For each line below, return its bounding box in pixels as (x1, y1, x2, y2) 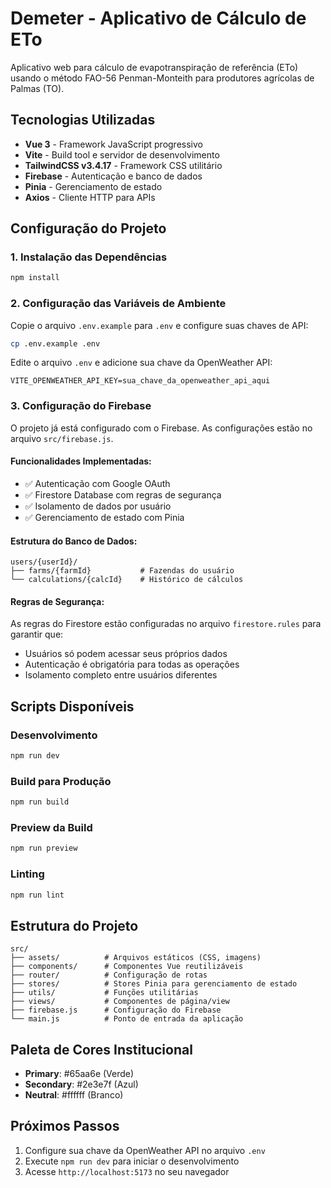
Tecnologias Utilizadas (10, 112, 156, 129)
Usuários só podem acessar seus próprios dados (24, 648, 228, 660)
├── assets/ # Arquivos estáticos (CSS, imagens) (10, 953, 262, 963)
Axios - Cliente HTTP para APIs (24, 191, 156, 203)
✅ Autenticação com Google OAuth (24, 477, 171, 489)
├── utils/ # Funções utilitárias (10, 988, 199, 998)
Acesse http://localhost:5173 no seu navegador (24, 1165, 230, 1177)
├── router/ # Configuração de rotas (10, 970, 208, 981)
